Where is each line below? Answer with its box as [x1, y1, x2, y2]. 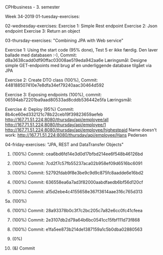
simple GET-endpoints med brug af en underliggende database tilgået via [5, 63, 152, 68]
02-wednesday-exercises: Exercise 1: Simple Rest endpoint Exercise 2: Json [5, 23, 158, 29]
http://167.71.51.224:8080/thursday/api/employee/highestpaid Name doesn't [5, 127, 157, 133]
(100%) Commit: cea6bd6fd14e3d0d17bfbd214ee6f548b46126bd [12, 151, 143, 157]
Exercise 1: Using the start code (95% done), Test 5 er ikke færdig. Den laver [5, 47, 158, 53]
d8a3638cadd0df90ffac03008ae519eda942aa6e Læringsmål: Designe [5, 57, 147, 63]
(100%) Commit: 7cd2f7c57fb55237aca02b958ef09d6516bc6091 [12, 161, 143, 166]
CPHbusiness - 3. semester [5, 4, 60, 10]
